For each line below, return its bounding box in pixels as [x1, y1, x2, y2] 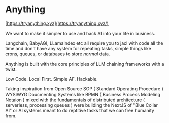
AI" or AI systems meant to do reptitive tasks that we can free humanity [5, 107, 155, 113]
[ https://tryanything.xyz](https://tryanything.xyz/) [5, 20, 109, 26]
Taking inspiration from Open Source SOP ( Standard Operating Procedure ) [5, 85, 164, 92]
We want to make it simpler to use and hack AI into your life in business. [5, 30, 156, 36]
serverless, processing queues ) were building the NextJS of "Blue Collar [5, 102, 158, 108]
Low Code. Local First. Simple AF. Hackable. [5, 76, 98, 82]
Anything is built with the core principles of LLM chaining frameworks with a [5, 60, 164, 67]
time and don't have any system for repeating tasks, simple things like [5, 45, 151, 51]
